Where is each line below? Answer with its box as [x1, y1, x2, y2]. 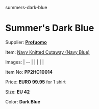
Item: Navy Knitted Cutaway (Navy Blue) [5, 49, 90, 55]
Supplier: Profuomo [5, 39, 47, 45]
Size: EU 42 [5, 89, 30, 95]
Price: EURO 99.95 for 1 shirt [5, 79, 66, 85]
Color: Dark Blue [5, 98, 41, 104]
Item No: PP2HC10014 [5, 69, 53, 75]
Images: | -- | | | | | [5, 59, 44, 65]
